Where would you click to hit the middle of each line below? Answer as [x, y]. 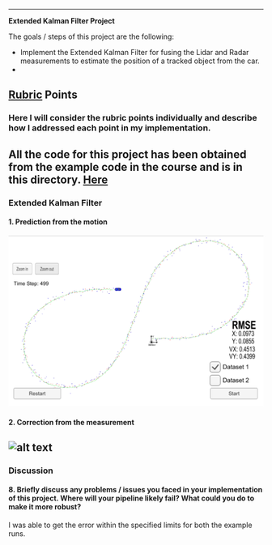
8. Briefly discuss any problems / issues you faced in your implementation [136, 490]
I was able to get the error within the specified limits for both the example [130, 525]
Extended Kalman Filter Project [62, 21]
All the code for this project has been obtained [127, 154]
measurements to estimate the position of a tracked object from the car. [140, 61]
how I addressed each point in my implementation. [110, 128]
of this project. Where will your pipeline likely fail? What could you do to [132, 498]
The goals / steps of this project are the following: [91, 36]
